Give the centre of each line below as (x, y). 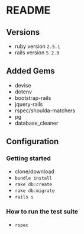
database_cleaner (36, 123)
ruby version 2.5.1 (37, 46)
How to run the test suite (42, 212)
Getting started (29, 158)
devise (23, 85)
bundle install (33, 178)
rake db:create (33, 184)
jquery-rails (29, 104)
